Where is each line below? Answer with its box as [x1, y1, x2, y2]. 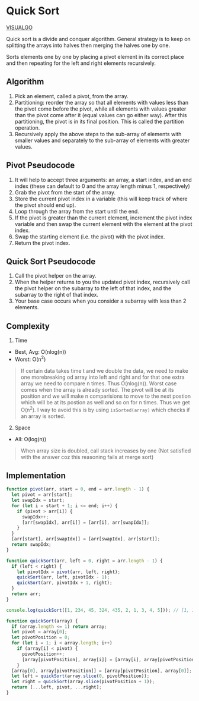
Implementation [6, 470, 66, 480]
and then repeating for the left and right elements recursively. [6, 59, 156, 67]
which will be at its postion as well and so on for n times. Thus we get [20, 398, 190, 405]
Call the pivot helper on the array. [14, 272, 97, 279]
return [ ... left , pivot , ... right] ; [11, 684, 102, 690]
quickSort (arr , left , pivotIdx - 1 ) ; [17, 574, 110, 580]
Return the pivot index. [14, 239, 70, 246]
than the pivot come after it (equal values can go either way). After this [14, 111, 187, 118]
